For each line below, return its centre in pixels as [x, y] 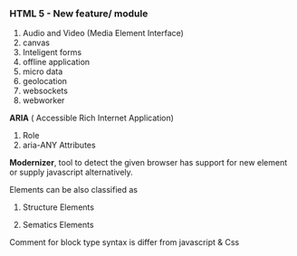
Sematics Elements [58, 225]
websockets [45, 91]
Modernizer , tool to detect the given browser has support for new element [148, 163]
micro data [43, 71]
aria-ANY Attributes [59, 145]
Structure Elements [58, 207]
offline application [56, 62]
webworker [43, 100]
